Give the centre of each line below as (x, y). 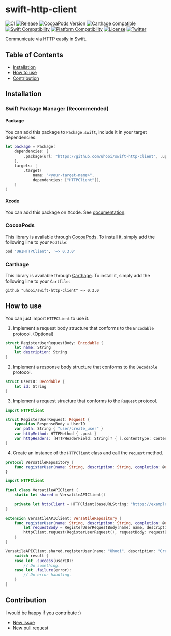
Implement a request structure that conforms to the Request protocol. (85, 401)
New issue (24, 622)
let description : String (41, 352)
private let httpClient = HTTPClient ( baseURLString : (72, 504)
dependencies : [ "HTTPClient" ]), (67, 180)
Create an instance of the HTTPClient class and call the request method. (88, 453)
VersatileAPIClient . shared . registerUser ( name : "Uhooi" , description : (81, 551)
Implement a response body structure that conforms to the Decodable (85, 367)
